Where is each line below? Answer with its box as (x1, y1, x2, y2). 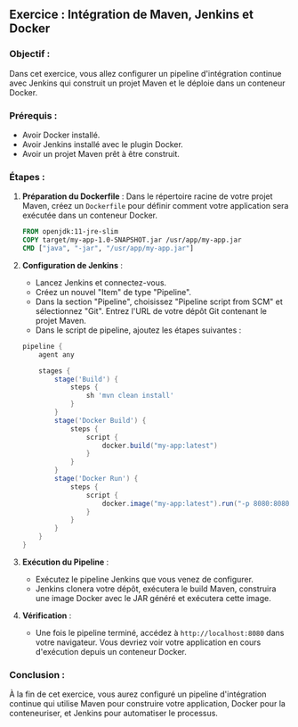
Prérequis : (9, 109, 58, 121)
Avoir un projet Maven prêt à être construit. (21, 148, 181, 159)
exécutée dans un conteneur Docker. (21, 210, 158, 221)
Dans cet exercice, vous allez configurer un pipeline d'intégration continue (9, 68, 282, 78)
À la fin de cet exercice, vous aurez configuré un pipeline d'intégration (9, 689, 267, 699)
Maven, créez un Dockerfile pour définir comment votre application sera (21, 201, 289, 211)
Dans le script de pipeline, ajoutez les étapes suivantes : (35, 325, 242, 335)
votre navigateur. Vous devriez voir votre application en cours (35, 637, 262, 648)
